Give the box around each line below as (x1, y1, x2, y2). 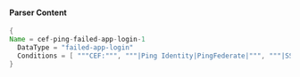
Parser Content (9, 7, 67, 18)
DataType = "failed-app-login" (17, 42, 134, 52)
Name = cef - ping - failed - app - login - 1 (9, 35, 146, 44)
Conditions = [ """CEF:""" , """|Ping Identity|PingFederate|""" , (17, 51, 266, 60)
